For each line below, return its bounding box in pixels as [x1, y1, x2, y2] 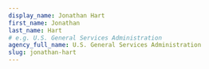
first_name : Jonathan [8, 19, 81, 27]
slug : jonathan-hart [8, 48, 77, 56]
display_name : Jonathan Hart [8, 11, 105, 20]
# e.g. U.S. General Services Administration [8, 33, 162, 42]
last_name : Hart [8, 26, 62, 34]
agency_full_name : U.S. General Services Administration [8, 41, 202, 49]
